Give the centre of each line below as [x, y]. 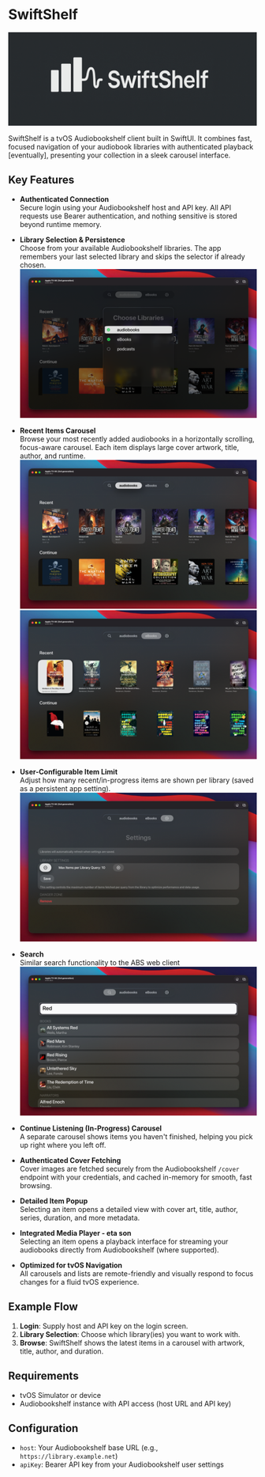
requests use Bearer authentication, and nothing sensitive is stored [129, 216]
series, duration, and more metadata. [80, 1218]
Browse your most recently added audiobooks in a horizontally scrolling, [137, 439]
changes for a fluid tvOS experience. [79, 1282]
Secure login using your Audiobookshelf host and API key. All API [125, 207]
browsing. [36, 1186]
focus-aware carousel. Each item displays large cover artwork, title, [129, 447]
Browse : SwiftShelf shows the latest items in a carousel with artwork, [132, 1343]
